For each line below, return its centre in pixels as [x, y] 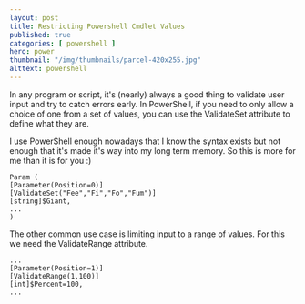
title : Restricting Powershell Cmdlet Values [97, 26]
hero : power [32, 52]
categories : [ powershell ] [63, 43]
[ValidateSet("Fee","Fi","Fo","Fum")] [83, 193]
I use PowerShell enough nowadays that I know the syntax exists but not [145, 141]
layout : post [34, 18]
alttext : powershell [49, 69]
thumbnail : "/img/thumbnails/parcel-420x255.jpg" [106, 60]
